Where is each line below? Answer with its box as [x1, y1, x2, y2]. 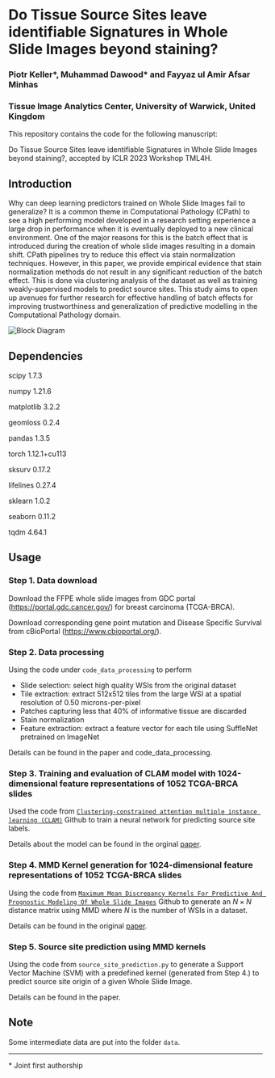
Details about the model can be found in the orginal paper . [8, 839, 202, 849]
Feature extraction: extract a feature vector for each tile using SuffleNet [19, 724, 258, 733]
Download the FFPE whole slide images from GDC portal [8, 593, 196, 603]
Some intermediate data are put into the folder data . [8, 1037, 181, 1046]
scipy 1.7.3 [8, 370, 43, 381]
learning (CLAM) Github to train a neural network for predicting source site [8, 815, 256, 825]
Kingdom [8, 111, 46, 122]
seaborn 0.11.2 [8, 512, 56, 522]
